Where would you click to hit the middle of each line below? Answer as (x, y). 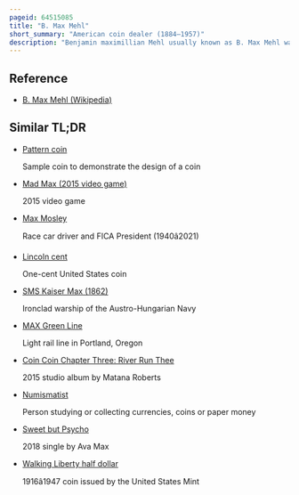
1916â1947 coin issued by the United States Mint (111, 481)
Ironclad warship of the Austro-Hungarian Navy (109, 308)
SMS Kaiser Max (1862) (65, 291)
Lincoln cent (45, 256)
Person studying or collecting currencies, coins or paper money (139, 411)
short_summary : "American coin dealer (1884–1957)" (107, 34)
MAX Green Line (52, 325)
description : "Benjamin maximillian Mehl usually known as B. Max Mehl (145, 42)
